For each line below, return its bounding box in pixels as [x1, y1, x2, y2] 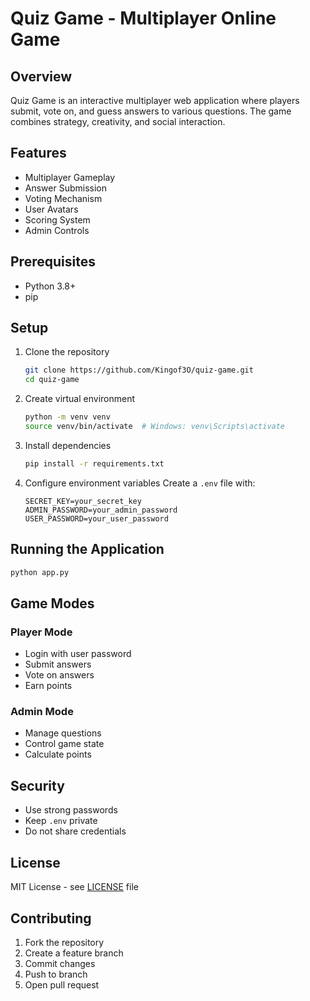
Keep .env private [24, 815, 98, 827]
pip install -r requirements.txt [24, 458, 165, 469]
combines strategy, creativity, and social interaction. [10, 116, 226, 127]
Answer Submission [24, 182, 108, 194]
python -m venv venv [24, 412, 111, 422]
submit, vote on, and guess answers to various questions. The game [10, 105, 292, 117]
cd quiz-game [24, 375, 80, 385]
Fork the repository [24, 936, 105, 948]
